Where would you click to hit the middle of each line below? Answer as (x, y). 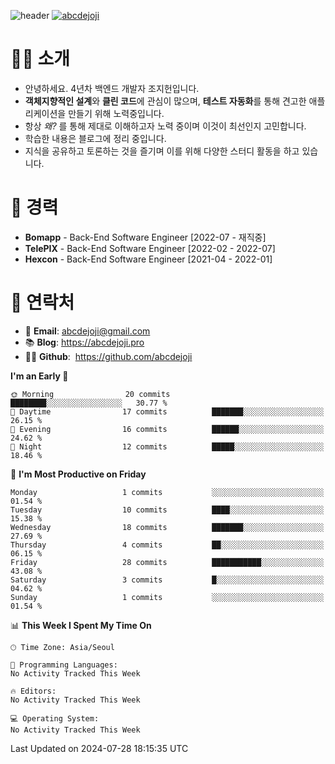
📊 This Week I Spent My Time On (81, 625)
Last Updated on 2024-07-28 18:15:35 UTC (99, 748)
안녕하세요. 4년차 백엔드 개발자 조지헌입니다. (112, 88)
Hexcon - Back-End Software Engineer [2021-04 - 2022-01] (148, 259)
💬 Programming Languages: (64, 665)
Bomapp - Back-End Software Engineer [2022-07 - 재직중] (145, 237)
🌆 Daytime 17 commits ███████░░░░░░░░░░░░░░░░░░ (167, 411)
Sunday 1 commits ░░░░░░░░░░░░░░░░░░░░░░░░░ (167, 597)
